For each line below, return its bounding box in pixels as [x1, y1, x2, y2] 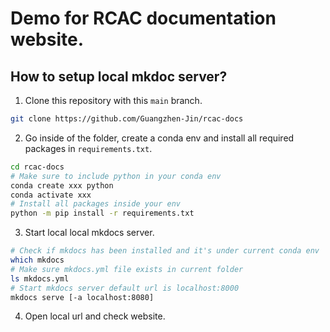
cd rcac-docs [10, 162, 65, 172]
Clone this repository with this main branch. [24, 95, 203, 106]
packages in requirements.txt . [24, 142, 153, 154]
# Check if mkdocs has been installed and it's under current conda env [10, 246, 320, 256]
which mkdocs [10, 255, 65, 265]
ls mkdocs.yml [10, 273, 70, 284]
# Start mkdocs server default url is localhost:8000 [10, 283, 240, 293]
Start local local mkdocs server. [24, 227, 155, 239]
